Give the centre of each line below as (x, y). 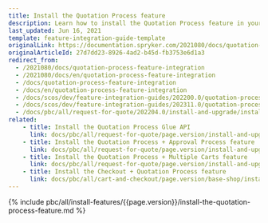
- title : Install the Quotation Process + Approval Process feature (139, 142)
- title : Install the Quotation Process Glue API (107, 127)
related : (23, 120)
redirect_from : (33, 61)
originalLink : (32, 46)
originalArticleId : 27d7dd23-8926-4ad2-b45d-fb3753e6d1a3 (106, 53)
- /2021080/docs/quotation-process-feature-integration (110, 68)
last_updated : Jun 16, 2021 (55, 30)
